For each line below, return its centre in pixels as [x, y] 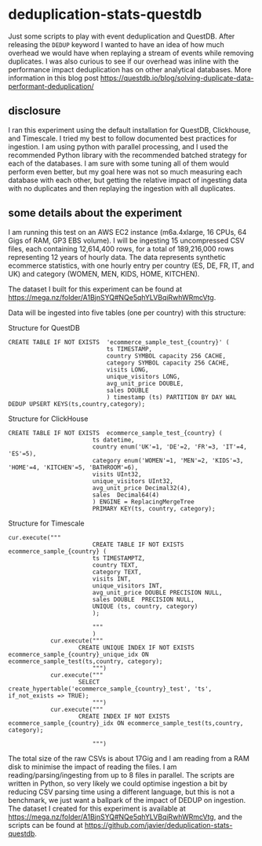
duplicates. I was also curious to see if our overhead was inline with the [124, 61]
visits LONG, [127, 370]
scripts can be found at [46, 825]
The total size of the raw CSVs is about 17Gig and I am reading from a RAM [129, 758]
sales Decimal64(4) [126, 495]
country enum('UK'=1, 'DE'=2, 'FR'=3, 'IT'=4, [169, 447]
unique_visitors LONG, [143, 376]
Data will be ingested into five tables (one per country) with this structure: [127, 313]
